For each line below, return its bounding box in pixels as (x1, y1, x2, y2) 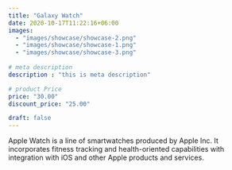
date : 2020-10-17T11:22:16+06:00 (8, 19, 119, 27)
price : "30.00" (8, 92, 59, 100)
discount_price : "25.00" (8, 100, 91, 108)
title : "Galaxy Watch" (8, 11, 83, 20)
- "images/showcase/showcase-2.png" (15, 33, 137, 42)
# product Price (8, 85, 62, 93)
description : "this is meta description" (8, 71, 151, 79)
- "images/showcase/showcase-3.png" (15, 48, 137, 56)
